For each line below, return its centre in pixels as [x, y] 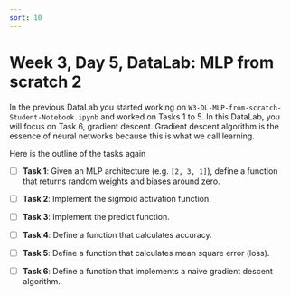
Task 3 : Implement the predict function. [96, 216]
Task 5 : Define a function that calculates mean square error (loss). [146, 253]
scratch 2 [46, 81]
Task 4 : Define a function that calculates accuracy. [117, 234]
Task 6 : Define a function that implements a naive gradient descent [148, 271]
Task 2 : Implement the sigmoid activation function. [117, 198]
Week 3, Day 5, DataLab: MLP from [142, 62]
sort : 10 [26, 18]
